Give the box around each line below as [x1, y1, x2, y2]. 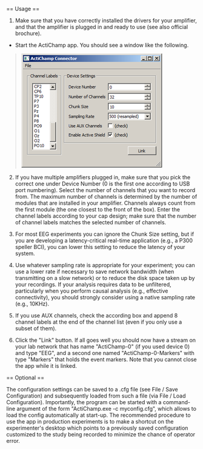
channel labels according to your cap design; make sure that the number [15, 212, 197, 219]
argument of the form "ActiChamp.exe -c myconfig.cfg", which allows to [16, 405, 197, 412]
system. [15, 250, 35, 257]
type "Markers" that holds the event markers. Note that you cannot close [15, 356, 197, 363]
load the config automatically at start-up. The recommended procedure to [6, 411, 191, 419]
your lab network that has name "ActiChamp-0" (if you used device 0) [15, 343, 190, 350]
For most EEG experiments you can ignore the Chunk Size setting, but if [15, 230, 195, 238]
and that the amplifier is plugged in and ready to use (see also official [15, 24, 188, 30]
